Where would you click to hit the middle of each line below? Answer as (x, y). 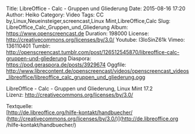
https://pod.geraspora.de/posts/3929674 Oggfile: (66, 65)
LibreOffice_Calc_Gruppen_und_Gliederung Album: (67, 27)
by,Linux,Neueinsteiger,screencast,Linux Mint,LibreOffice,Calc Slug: (88, 21)
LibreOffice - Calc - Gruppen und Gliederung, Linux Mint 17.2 (80, 88)
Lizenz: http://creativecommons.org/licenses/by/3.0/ (70, 95)
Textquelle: (20, 106)
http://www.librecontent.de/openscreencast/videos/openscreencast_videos (97, 71)
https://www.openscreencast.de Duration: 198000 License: (78, 33)
